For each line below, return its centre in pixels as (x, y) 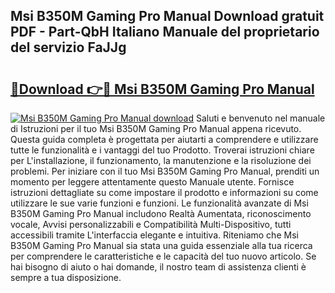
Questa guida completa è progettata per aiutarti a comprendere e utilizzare (164, 139)
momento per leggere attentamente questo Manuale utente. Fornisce (152, 182)
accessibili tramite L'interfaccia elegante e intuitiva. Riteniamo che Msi (154, 235)
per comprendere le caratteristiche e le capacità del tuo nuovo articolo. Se (163, 256)
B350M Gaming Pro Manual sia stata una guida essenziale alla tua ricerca (161, 245)
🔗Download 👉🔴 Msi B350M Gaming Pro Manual (162, 89)
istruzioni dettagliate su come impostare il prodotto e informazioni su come (164, 192)
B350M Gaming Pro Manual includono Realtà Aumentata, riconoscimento (161, 213)
